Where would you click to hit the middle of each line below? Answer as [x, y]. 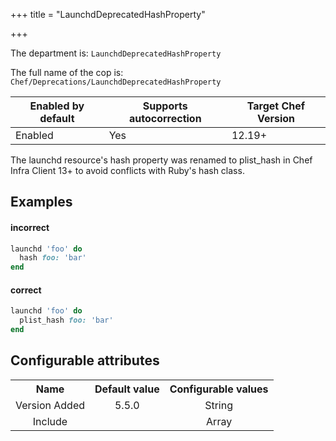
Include [50, 421]
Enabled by [57, 106]
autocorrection [165, 118]
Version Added [50, 405]
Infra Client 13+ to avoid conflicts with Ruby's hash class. [127, 170]
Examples [41, 202]
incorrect [30, 227]
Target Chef [276, 106]
